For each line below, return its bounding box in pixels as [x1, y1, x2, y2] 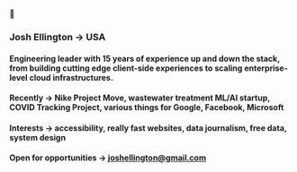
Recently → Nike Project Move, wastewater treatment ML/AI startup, [9, 92, 270, 103]
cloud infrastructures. [29, 72, 114, 82]
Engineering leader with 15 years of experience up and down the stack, [9, 53, 281, 64]
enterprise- [244, 63, 288, 73]
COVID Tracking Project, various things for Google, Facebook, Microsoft [9, 102, 284, 113]
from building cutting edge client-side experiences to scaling [9, 63, 243, 73]
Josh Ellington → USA [9, 30, 106, 43]
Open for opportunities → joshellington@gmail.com [9, 152, 207, 163]
